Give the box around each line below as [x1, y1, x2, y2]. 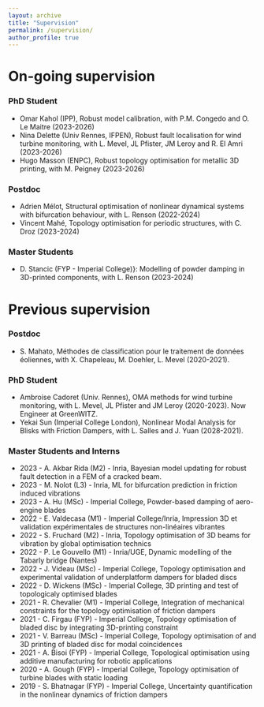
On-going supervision [8, 68, 155, 85]
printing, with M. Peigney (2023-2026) [19, 163, 145, 174]
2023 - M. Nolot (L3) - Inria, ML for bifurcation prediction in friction [19, 481, 238, 490]
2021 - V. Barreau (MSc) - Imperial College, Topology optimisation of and [19, 631, 257, 641]
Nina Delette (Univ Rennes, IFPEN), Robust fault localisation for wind [19, 130, 242, 140]
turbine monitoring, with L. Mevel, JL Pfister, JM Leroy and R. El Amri [19, 139, 243, 148]
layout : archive [8, 11, 61, 20]
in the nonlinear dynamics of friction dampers [19, 690, 168, 699]
